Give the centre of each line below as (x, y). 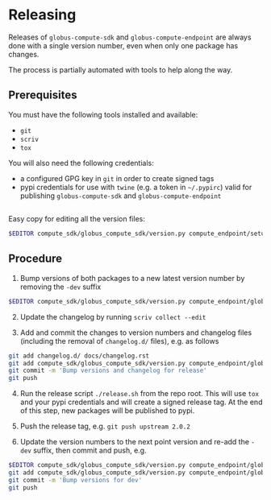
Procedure (35, 259)
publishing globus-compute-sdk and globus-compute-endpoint (121, 196)
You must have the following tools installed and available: (103, 114)
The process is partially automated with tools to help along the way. (121, 69)
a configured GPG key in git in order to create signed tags (117, 178)
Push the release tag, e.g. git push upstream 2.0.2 (105, 426)
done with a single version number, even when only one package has (123, 45)
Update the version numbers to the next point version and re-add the (135, 442)
